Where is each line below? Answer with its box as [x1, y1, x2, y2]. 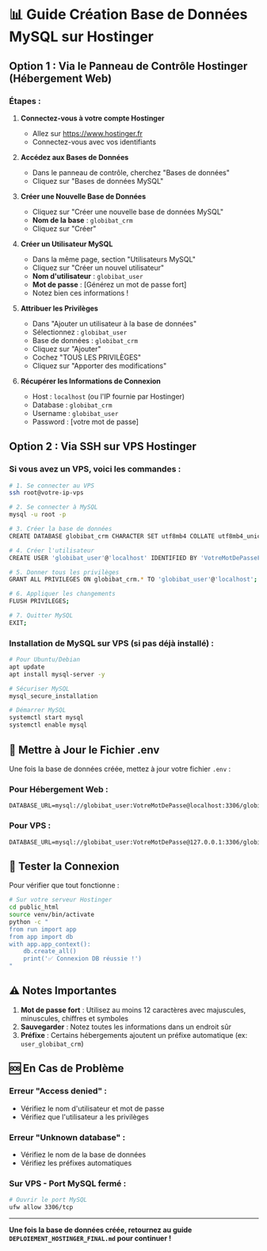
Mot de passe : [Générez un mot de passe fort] [32, 280, 187, 289]
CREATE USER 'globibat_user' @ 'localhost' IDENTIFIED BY [9, 554, 197, 562]
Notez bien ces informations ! [32, 288, 129, 297]
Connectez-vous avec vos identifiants [32, 137, 157, 147]
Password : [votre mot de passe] [32, 417, 139, 426]
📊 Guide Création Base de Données [9, 6, 248, 24]
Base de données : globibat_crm [32, 335, 138, 345]
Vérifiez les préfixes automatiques [20, 1158, 132, 1168]
